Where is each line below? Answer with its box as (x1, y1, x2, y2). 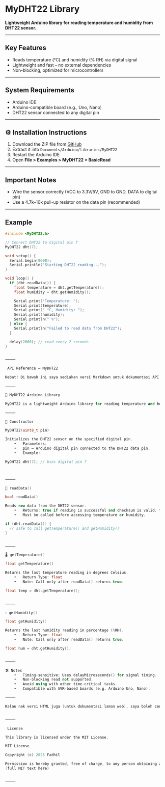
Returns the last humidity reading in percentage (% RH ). (5, 628, 124, 633)
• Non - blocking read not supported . (14, 677, 93, 682)
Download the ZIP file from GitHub (12, 141, 82, 147)
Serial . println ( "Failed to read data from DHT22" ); (14, 326, 122, 331)
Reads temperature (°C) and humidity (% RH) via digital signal (12, 56, 137, 62)
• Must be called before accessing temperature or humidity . (14, 513, 146, 517)
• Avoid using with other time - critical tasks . (14, 681, 118, 687)
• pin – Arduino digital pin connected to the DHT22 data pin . (14, 446, 151, 451)
